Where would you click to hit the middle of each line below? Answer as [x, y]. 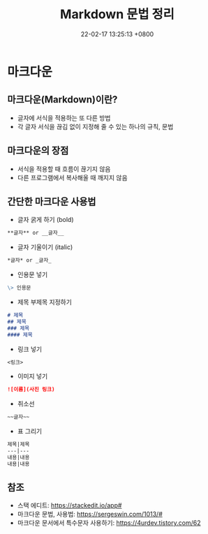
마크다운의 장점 [38, 151]
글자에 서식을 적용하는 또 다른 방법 [64, 118]
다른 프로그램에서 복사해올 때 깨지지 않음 [72, 177]
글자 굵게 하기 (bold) [46, 220]
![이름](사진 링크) [31, 390]
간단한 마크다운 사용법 [52, 201]
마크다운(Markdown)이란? [62, 99]
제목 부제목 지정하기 [44, 302]
